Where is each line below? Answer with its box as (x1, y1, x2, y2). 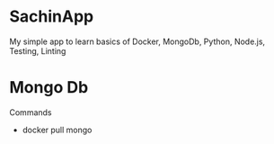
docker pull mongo (22, 124, 93, 135)
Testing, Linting (9, 45, 66, 56)
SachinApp (9, 6, 94, 27)
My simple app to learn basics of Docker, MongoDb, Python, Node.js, (9, 36, 266, 47)
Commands (9, 106, 52, 118)
